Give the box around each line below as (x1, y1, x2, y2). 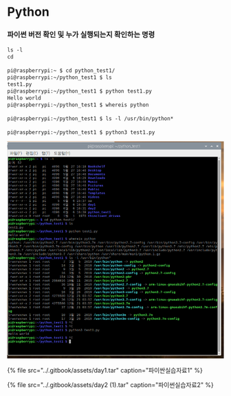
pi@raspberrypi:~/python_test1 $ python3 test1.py (7, 129, 155, 136)
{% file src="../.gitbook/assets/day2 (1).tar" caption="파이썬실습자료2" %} (7, 380, 214, 388)
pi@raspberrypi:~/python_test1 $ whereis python (7, 102, 149, 108)
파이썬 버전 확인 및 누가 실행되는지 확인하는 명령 (7, 30, 155, 40)
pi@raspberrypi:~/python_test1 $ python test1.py (7, 88, 153, 95)
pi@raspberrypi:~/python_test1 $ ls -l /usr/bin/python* (7, 115, 174, 122)
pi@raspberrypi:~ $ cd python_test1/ (7, 67, 115, 74)
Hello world (7, 95, 41, 102)
